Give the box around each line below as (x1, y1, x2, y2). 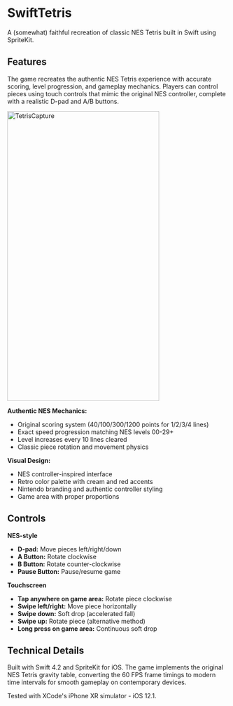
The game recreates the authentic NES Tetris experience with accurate (7, 74, 212, 83)
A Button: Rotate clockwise (17, 552, 97, 561)
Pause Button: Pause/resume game (17, 567, 121, 575)
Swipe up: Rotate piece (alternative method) (17, 617, 146, 625)
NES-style (7, 531, 38, 540)
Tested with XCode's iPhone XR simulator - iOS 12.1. (7, 692, 157, 700)
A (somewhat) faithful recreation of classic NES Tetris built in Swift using (7, 28, 217, 37)
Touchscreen (7, 581, 47, 589)
